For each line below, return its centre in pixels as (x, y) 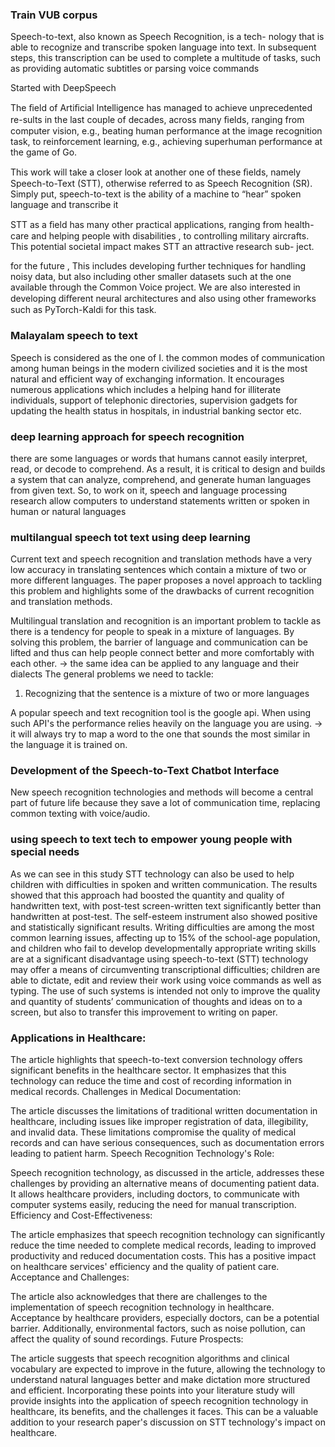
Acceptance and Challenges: (70, 1277)
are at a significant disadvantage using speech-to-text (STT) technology (159, 959)
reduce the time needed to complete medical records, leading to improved (163, 1245)
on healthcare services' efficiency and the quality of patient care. (145, 1267)
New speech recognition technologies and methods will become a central (162, 792)
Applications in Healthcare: (78, 1038)
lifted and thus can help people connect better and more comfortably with (162, 653)
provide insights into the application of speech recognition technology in (159, 1401)
